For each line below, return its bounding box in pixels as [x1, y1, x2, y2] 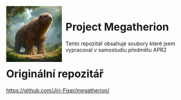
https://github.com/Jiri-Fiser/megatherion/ [6, 86, 110, 94]
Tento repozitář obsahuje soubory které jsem [65, 40, 176, 47]
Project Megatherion [65, 20, 169, 34]
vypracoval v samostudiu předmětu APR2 [65, 46, 167, 53]
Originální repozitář [6, 67, 104, 81]
